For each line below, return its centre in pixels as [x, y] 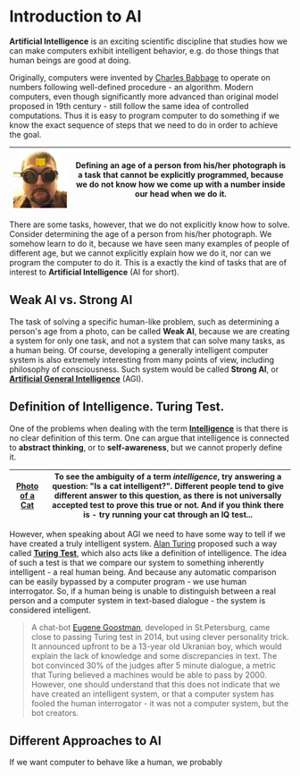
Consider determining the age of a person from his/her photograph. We [141, 233]
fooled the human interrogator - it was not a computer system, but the [160, 703]
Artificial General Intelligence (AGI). [77, 378]
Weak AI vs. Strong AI [71, 300]
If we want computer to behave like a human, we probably [116, 763]
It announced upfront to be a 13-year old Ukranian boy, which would [156, 646]
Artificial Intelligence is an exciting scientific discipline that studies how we [149, 41]
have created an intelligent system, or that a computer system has [153, 694]
